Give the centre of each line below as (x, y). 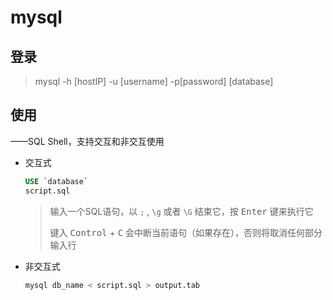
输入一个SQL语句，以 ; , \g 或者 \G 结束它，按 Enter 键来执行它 (181, 211)
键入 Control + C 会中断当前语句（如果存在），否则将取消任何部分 (186, 232)
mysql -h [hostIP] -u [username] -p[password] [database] (154, 81)
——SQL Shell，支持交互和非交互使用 (87, 141)
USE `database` (56, 181)
